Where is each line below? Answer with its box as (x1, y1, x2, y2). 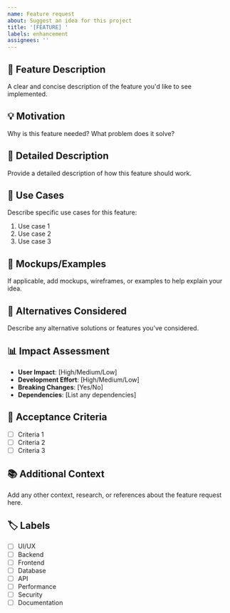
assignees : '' (7, 37, 50, 44)
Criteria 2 (17, 438, 46, 446)
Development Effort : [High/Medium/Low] (17, 375, 140, 384)
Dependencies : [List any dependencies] (17, 390, 137, 399)
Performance (17, 582, 57, 591)
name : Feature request (7, 10, 75, 18)
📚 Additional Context (7, 468, 105, 481)
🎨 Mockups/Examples (7, 258, 107, 270)
